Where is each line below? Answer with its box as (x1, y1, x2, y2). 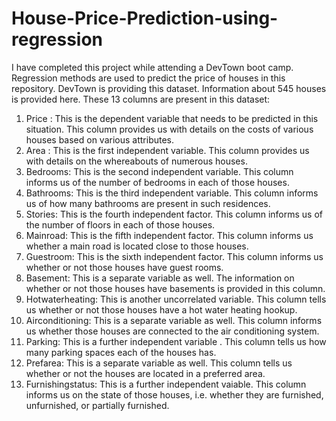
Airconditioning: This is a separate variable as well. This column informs (25, 314, 323, 326)
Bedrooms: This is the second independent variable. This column (25, 165, 294, 177)
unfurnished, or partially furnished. (25, 399, 170, 411)
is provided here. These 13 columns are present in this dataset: (11, 93, 271, 105)
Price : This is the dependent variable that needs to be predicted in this (25, 112, 319, 124)
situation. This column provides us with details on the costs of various (25, 123, 314, 135)
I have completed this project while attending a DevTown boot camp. (11, 61, 294, 73)
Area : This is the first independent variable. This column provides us (25, 144, 310, 156)
